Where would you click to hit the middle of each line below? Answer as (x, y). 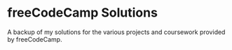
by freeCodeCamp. (35, 39)
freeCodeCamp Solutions (82, 13)
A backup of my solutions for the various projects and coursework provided (116, 32)
